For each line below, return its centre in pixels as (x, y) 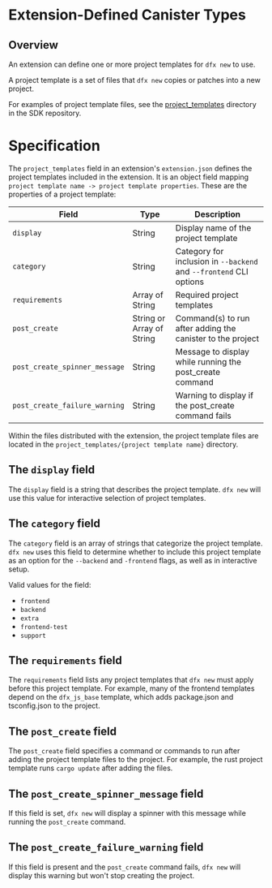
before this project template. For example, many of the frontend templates (132, 688)
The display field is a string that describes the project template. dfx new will (135, 489)
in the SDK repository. (45, 113)
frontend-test (44, 627)
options (190, 282)
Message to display (212, 351)
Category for (200, 251)
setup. (19, 569)
